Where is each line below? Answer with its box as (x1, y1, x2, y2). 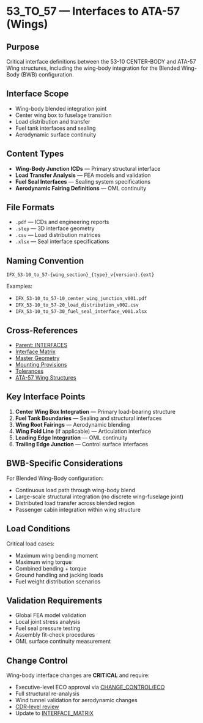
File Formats (6, 202, 55, 212)
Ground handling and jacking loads (15, 571, 103, 579)
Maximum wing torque (15, 558, 72, 566)
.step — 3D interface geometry (15, 225, 95, 232)
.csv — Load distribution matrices (15, 231, 101, 239)
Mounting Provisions (15, 361, 67, 369)
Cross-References (6, 325, 78, 335)
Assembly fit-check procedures (15, 631, 95, 639)
